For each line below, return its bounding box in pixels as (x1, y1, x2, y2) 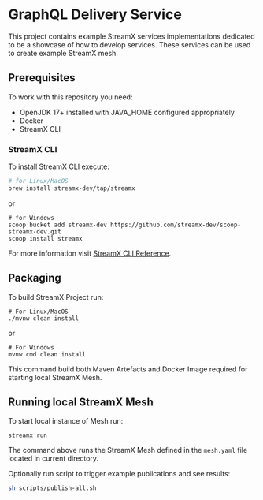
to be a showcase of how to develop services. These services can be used (8, 39, 251, 49)
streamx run (8, 431, 47, 439)
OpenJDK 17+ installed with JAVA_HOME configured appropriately (19, 107, 235, 117)
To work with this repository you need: (8, 92, 133, 102)
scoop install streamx (8, 234, 83, 242)
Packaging (8, 271, 61, 285)
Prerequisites (8, 71, 76, 84)
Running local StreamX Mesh (8, 396, 154, 409)
